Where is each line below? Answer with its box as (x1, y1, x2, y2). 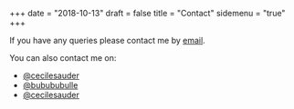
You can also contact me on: (9, 53, 117, 63)
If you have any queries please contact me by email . (9, 35, 205, 45)
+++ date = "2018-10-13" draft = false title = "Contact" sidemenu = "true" (9, 8, 286, 18)
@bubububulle (22, 80, 79, 90)
